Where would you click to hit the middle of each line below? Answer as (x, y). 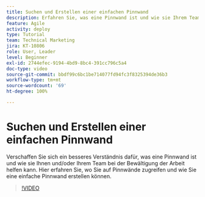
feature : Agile (26, 23)
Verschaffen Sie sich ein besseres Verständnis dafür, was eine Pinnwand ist (102, 157)
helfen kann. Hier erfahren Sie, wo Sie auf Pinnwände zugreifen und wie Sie (102, 170)
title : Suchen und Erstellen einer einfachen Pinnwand (77, 12)
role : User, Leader (31, 52)
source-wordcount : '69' (37, 86)
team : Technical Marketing (41, 40)
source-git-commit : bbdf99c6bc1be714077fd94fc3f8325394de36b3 (87, 74)
